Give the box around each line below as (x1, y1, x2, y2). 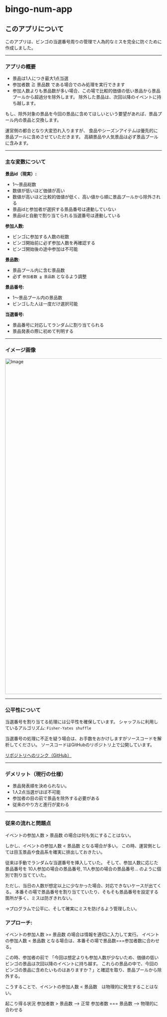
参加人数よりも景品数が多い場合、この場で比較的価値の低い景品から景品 (12, 88, 161, 94)
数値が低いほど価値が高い (12, 188, 65, 194)
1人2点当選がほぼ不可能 (12, 789, 61, 795)
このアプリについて (5, 24, 64, 33)
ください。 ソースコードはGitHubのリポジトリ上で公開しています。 (18, 742, 155, 748)
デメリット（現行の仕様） (5, 771, 67, 778)
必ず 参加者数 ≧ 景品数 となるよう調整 (12, 273, 87, 279)
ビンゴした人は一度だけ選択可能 (12, 301, 78, 306)
